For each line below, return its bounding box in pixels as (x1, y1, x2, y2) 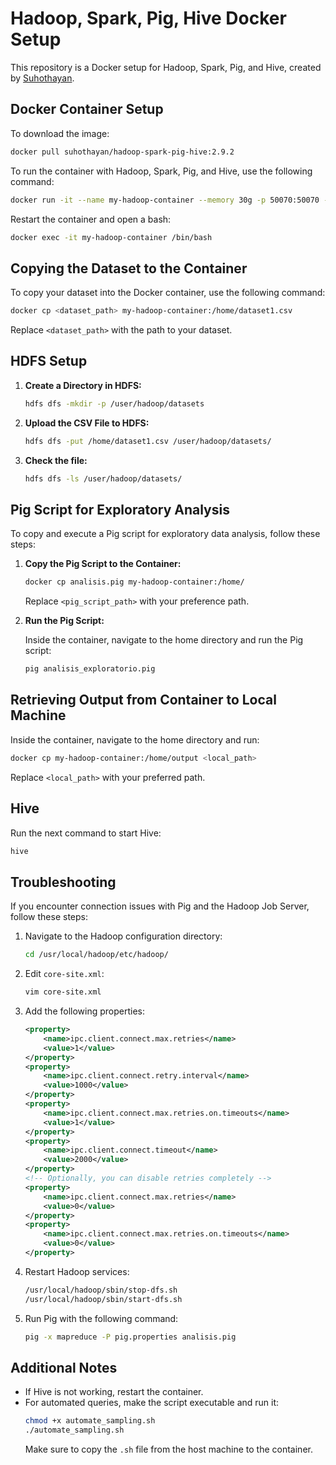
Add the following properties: (24, 1005, 146, 1017)
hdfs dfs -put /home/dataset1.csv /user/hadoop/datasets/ (24, 436, 272, 446)
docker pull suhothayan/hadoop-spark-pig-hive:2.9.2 (10, 147, 235, 157)
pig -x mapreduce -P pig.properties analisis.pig (24, 1332, 237, 1342)
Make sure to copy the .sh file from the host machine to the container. (24, 1443, 313, 1456)
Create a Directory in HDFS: (24, 379, 142, 391)
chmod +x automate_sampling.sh (24, 1416, 156, 1426)
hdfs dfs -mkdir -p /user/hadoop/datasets (24, 398, 205, 409)
